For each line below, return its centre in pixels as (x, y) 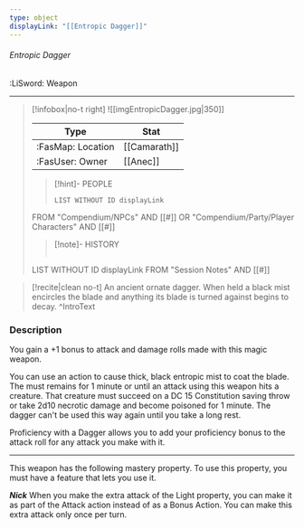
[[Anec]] (142, 161)
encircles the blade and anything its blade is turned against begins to (160, 297)
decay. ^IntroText (63, 306)
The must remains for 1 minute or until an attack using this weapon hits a (144, 386)
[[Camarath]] (151, 146)
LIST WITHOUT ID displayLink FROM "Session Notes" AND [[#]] (151, 269)
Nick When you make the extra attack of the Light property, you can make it (151, 495)
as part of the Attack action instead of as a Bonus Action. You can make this (151, 505)
